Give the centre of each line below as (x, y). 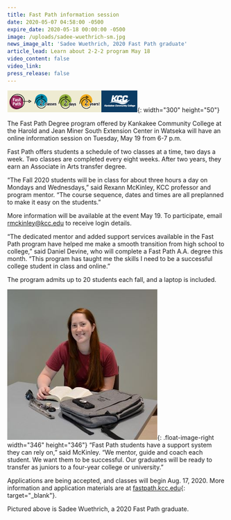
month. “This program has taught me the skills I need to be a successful (110, 258)
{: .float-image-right (186, 437)
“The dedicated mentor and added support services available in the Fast (110, 236)
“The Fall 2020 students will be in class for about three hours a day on (108, 180)
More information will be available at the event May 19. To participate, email (115, 215)
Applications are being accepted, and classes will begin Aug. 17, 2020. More (116, 480)
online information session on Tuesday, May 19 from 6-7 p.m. (94, 138)
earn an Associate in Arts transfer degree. (67, 166)
